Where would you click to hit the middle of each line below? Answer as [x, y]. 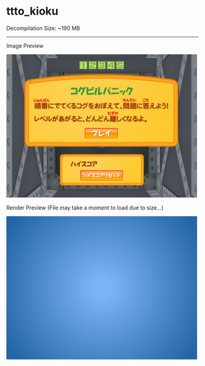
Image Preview [25, 46]
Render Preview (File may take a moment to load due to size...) [85, 207]
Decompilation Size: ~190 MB [43, 28]
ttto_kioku [33, 11]
